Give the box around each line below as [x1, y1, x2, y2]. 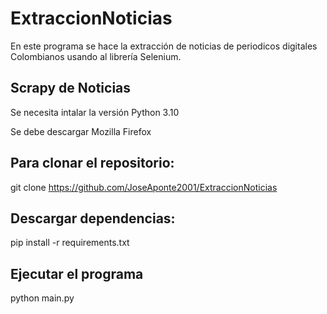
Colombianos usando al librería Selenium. [10, 50, 182, 62]
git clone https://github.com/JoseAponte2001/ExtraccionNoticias [10, 181, 278, 193]
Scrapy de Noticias [10, 80, 132, 97]
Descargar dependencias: [10, 210, 176, 227]
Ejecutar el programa [10, 265, 144, 282]
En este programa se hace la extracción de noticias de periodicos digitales [10, 40, 318, 52]
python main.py [10, 292, 75, 304]
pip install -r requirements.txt [10, 237, 130, 249]
